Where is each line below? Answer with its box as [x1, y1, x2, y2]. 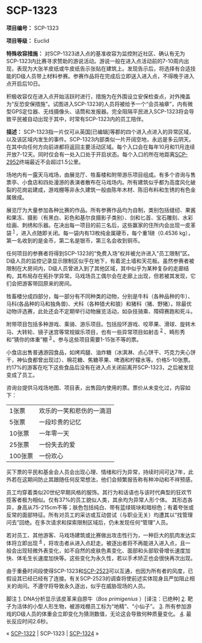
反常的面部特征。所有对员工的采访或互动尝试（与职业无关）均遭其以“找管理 [6, 511, 194, 518]
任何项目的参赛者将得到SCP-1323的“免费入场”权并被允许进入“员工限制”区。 [6, 249, 194, 256]
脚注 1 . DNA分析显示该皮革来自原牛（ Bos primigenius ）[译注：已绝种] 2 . [6, 595, 186, 602]
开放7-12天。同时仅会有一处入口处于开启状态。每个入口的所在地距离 [6, 151, 176, 158]
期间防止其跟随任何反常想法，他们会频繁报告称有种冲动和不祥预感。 [26, 476, 196, 483]
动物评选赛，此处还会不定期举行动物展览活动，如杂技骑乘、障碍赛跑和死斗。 [6, 308, 196, 315]
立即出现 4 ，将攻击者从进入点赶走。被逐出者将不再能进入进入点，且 [16, 538, 186, 547]
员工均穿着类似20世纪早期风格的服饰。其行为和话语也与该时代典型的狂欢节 [6, 488, 192, 495]
